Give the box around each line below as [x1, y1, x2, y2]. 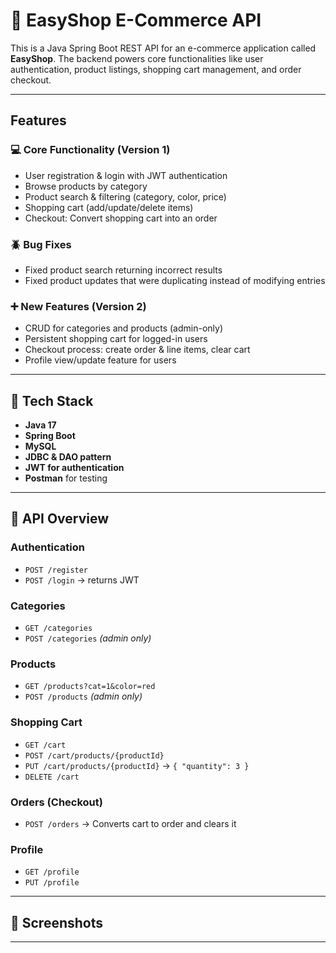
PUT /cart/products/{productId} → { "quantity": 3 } [24, 759, 250, 771]
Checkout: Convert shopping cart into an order [24, 212, 218, 224]
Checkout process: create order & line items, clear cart [24, 344, 251, 356]
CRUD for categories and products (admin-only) [24, 322, 224, 334]
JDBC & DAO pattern [24, 451, 112, 463]
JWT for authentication [24, 462, 125, 474]
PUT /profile [24, 878, 80, 888]
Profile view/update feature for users [24, 354, 177, 366]
